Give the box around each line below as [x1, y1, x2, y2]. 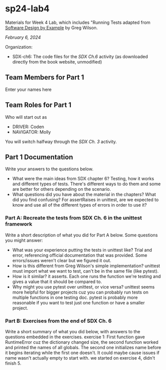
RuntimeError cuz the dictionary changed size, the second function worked [5, 339, 159, 345]
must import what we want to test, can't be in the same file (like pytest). [12, 268, 159, 274]
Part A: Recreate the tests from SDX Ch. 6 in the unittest [5, 215, 142, 222]
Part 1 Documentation [5, 152, 73, 161]
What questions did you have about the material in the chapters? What [12, 192, 156, 198]
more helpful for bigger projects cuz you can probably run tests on [12, 289, 149, 295]
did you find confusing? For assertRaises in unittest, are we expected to [12, 197, 159, 203]
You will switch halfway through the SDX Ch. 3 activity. [5, 139, 117, 145]
